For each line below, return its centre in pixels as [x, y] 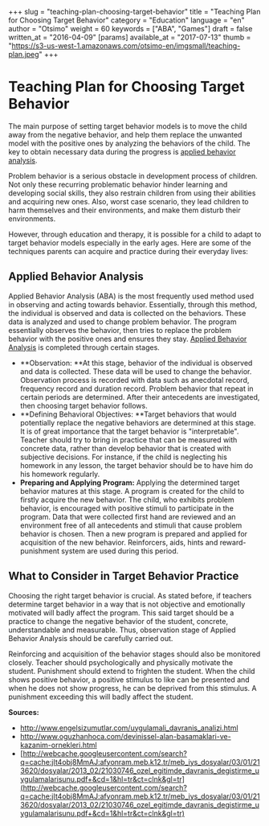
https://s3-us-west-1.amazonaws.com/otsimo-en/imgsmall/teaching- [126, 46]
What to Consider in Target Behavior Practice [124, 576]
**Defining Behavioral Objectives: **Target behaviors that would [128, 414]
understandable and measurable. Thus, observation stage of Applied [122, 630]
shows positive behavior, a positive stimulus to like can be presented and [129, 680]
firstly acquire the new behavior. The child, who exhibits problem [127, 499]
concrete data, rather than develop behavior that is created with [125, 448]
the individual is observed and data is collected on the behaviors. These [127, 313]
